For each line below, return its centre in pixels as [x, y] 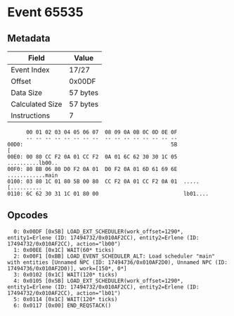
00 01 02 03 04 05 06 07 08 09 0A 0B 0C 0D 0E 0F [102, 132]
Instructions [31, 115]
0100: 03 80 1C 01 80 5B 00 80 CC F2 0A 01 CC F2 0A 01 [92, 182]
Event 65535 [45, 12]
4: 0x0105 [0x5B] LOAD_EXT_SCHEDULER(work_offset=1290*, [99, 281]
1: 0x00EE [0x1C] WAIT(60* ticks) [64, 250]
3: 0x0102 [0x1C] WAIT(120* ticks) [66, 274]
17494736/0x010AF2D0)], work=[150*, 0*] [67, 268]
